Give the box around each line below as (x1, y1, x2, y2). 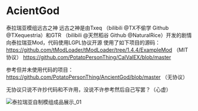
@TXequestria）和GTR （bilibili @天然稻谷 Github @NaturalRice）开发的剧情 (6, 31, 192, 39)
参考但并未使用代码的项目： (6, 66, 74, 73)
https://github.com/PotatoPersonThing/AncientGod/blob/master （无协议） (6, 73, 189, 80)
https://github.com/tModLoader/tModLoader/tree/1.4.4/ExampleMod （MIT (6, 46, 189, 53)
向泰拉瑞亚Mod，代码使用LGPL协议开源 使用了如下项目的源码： (6, 39, 161, 46)
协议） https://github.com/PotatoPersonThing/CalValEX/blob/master (6, 53, 171, 60)
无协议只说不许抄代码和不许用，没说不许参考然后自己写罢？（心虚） (6, 86, 171, 93)
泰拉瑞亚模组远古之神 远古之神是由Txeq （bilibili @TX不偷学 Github (6, 24, 169, 31)
